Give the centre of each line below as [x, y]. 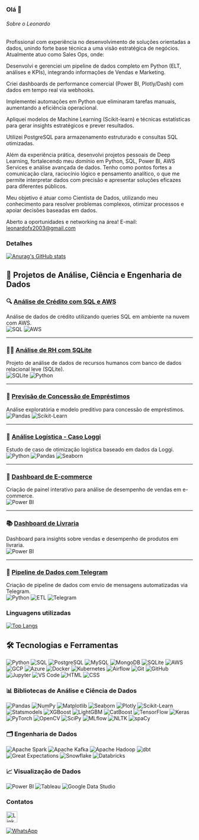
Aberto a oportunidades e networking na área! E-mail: [72, 222]
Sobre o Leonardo [28, 24]
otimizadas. [20, 143]
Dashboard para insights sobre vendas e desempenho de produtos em [92, 538]
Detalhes [19, 243]
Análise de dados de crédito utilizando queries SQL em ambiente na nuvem [98, 317]
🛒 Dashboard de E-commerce [49, 476]
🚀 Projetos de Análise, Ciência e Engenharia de [94, 275]
